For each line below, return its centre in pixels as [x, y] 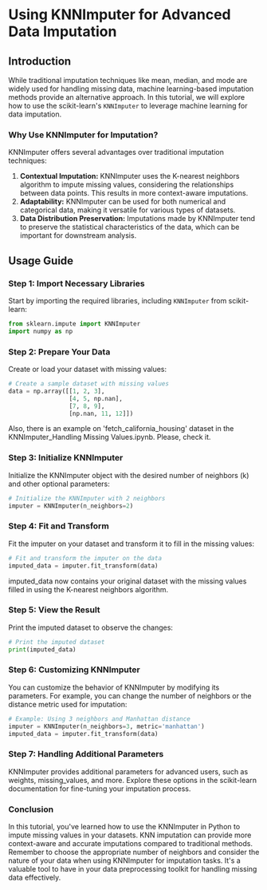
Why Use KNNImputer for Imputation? [83, 135]
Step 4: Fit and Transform [59, 526]
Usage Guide [41, 261]
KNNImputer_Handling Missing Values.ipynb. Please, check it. [110, 437]
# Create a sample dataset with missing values [89, 384]
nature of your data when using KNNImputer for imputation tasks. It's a [124, 860]
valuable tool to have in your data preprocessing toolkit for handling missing [133, 869]
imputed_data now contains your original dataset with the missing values [128, 581]
